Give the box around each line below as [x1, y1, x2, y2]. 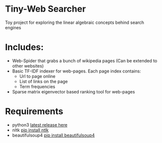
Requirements [5, 106, 63, 117]
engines [5, 24, 21, 30]
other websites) [12, 63, 44, 69]
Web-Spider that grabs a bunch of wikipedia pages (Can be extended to [12, 57, 158, 64]
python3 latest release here [12, 122, 67, 127]
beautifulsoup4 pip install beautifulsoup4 [12, 132, 95, 138]
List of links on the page [19, 78, 68, 84]
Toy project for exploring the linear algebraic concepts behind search [5, 19, 144, 25]
